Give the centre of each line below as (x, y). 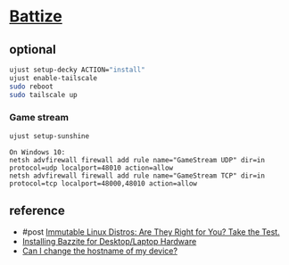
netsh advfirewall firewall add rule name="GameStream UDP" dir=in (137, 160)
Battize (36, 17)
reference (37, 211)
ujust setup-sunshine (50, 136)
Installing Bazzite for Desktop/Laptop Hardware (109, 242)
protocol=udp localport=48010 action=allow (91, 168)
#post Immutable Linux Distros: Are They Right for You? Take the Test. (151, 232)
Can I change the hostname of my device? (100, 251)
